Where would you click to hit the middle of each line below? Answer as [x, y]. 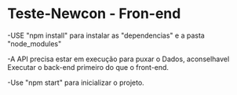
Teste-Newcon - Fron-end [94, 14]
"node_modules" [35, 43]
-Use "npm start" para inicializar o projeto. [76, 82]
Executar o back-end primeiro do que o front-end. [88, 67]
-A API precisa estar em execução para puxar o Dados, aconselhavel [118, 59]
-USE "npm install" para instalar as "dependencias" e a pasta [106, 35]
